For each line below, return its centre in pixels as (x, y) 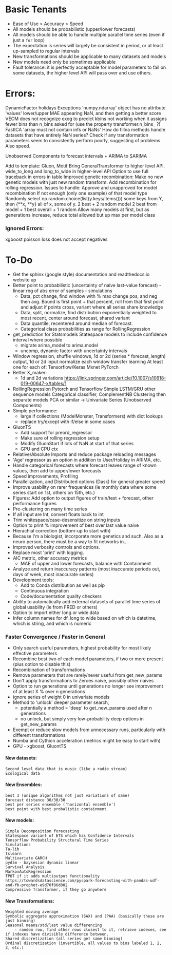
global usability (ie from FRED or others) (55, 607)
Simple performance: (35, 411)
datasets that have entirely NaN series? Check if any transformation (77, 135)
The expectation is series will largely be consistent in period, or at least (88, 45)
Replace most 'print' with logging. (48, 552)
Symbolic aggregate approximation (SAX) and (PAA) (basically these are (85, 916)
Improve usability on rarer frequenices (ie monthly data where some (84, 487)
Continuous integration (45, 591)
